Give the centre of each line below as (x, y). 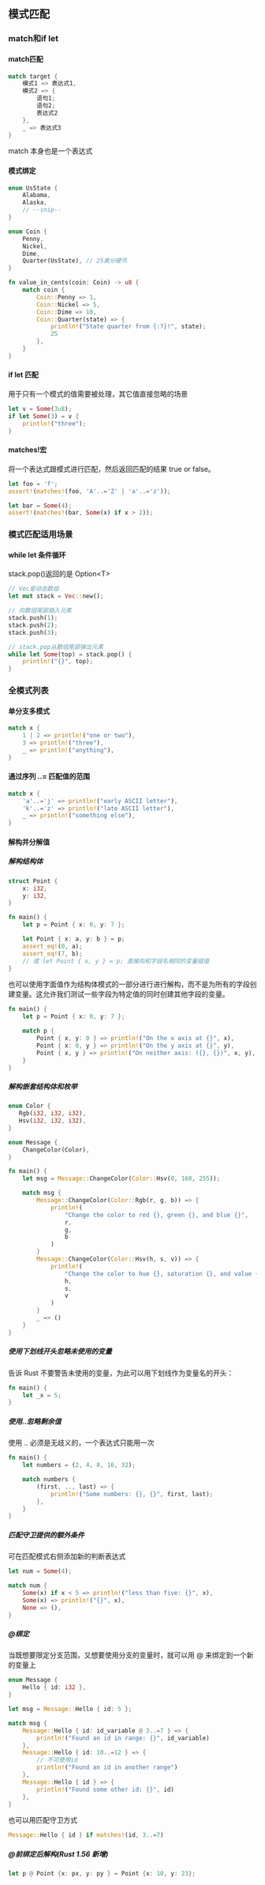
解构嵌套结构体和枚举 (43, 1086)
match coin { (44, 290)
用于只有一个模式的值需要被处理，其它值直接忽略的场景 (98, 394)
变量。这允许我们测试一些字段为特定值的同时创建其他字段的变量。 (122, 994)
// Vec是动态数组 (34, 589)
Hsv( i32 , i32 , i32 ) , (52, 1121)
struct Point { (33, 881)
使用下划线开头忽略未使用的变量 (60, 1352)
